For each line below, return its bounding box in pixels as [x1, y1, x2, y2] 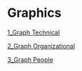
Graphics [7, 5, 62, 21]
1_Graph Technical [7, 28, 60, 37]
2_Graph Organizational [7, 41, 76, 50]
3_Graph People [7, 55, 54, 64]
